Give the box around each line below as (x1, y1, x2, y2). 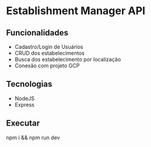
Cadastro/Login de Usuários (14, 43, 84, 50)
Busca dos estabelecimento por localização (14, 56, 121, 63)
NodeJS (14, 94, 35, 102)
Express (14, 101, 35, 108)
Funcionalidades (6, 28, 69, 38)
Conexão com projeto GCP (14, 62, 80, 69)
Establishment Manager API (6, 4, 146, 18)
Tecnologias (6, 79, 52, 89)
